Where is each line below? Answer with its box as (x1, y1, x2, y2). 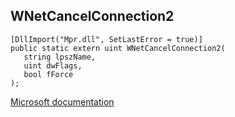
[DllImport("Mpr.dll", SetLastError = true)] (10, 34, 203, 44)
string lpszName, (23, 52, 97, 62)
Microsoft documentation (10, 95, 115, 108)
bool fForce (23, 69, 74, 79)
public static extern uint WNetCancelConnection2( (10, 43, 226, 53)
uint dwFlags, (23, 60, 83, 71)
